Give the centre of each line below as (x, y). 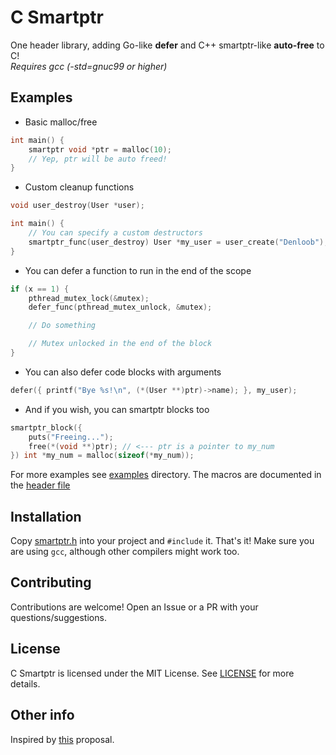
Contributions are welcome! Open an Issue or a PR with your (134, 607)
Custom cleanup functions (79, 187)
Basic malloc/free (61, 122)
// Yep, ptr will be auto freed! (98, 159)
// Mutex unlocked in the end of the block (120, 344)
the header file (40, 485)
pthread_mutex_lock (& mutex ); (89, 298)
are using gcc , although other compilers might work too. (125, 552)
